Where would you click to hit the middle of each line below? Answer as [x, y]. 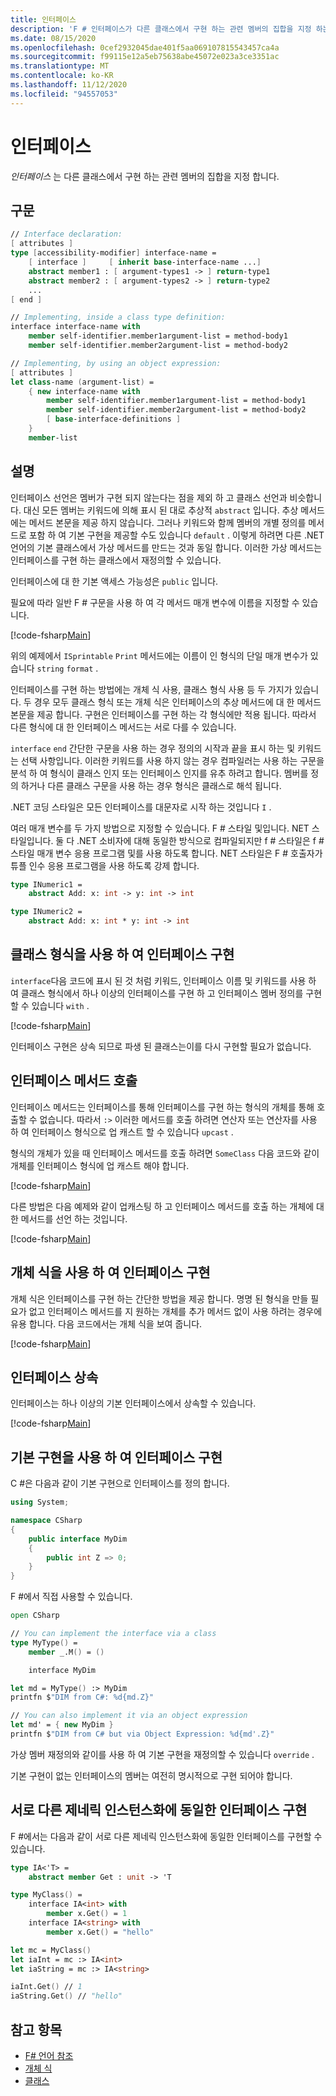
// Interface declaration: [66, 234]
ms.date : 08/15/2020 [53, 38]
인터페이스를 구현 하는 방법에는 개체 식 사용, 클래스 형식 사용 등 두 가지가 [151, 689]
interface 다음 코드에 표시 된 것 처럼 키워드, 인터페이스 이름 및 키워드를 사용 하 [163, 980]
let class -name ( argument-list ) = [82, 382]
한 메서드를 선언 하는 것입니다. [69, 1218]
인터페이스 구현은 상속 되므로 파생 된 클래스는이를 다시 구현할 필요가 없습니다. [161, 1046]
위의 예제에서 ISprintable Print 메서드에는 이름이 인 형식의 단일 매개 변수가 [159, 655]
